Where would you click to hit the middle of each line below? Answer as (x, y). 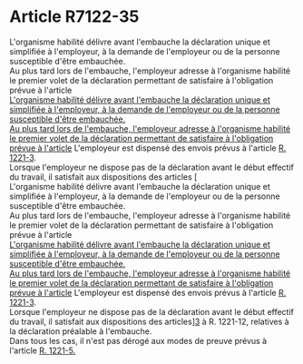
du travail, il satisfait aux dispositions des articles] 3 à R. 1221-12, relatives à (149, 321)
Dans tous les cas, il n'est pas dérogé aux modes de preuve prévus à (138, 340)
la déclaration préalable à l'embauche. (81, 331)
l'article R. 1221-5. (43, 350)
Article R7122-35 (74, 17)
